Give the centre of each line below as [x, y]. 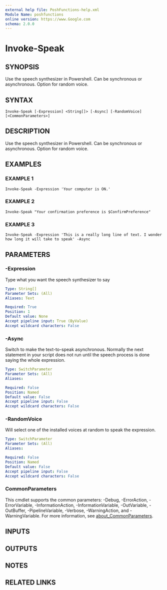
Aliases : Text [20, 298]
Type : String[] [21, 289]
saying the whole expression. [35, 360]
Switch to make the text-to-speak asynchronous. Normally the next [74, 350]
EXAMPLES [23, 164]
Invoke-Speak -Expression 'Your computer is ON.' [58, 189]
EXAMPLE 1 [19, 179]
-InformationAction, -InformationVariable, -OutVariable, [91, 505]
